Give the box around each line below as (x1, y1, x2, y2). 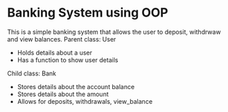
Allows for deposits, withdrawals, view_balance (17, 97, 153, 105)
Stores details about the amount (17, 90, 109, 98)
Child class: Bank (7, 69, 57, 77)
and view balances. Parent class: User (7, 35, 116, 43)
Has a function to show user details (17, 55, 119, 64)
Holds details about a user (17, 48, 92, 57)
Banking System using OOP (7, 5, 168, 21)
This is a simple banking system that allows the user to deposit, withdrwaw (7, 28, 221, 36)
